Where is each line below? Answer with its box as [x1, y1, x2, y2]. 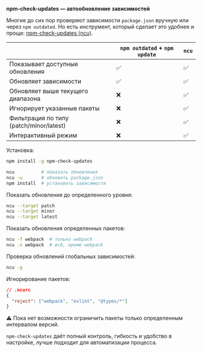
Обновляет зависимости [9, 77, 82, 85]
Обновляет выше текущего [9, 87, 88, 95]
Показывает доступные [9, 60, 78, 68]
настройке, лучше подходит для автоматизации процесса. [6, 339, 158, 346]
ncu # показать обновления [6, 169, 98, 175]
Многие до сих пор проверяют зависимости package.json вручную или [6, 17, 189, 23]
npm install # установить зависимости [6, 180, 106, 186]
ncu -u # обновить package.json [6, 174, 103, 181]
